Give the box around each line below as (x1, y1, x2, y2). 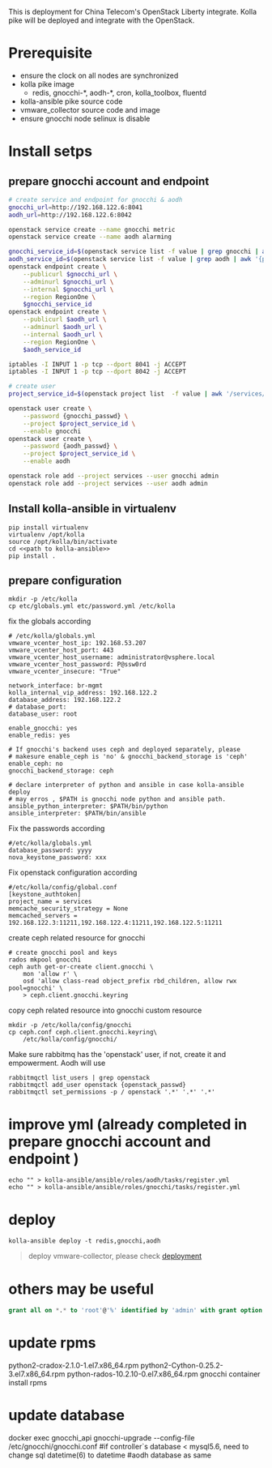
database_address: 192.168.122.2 (8, 696, 121, 704)
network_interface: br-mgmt (8, 682, 104, 690)
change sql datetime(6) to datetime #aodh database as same (8, 1450, 212, 1460)
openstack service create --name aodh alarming (8, 233, 172, 242)
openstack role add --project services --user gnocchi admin (8, 472, 219, 481)
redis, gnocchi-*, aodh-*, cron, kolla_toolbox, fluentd (32, 88, 206, 97)
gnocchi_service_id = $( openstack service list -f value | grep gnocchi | (8, 247, 259, 256)
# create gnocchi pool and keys (8, 948, 117, 957)
